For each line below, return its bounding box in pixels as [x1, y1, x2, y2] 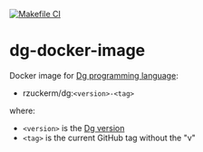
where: [9, 105, 36, 116]
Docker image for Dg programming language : [9, 70, 179, 81]
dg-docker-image [9, 41, 146, 61]
